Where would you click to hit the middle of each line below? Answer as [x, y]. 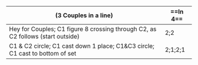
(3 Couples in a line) [84, 15]
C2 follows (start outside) [44, 36]
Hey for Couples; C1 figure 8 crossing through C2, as [83, 29]
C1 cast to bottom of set [43, 53]
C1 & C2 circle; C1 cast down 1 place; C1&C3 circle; [82, 46]
